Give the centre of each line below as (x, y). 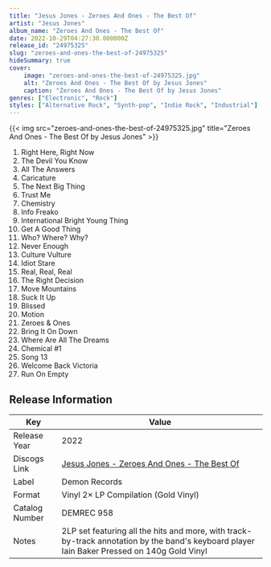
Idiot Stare (38, 263)
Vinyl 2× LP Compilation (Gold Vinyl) (130, 495)
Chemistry (38, 204)
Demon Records (92, 481)
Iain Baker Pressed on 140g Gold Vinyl (134, 551)
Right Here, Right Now (57, 153)
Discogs (29, 459)
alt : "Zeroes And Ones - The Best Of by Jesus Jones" (115, 83)
